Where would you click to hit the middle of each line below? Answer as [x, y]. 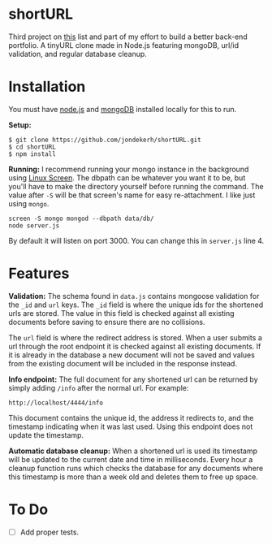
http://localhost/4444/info [56, 403]
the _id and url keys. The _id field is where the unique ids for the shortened [136, 305]
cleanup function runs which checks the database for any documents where [136, 468]
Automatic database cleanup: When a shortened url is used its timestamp [133, 451]
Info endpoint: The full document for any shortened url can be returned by [133, 379]
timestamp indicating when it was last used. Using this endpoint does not [131, 426]
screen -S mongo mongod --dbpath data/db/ [81, 218]
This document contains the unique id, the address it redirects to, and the [131, 417]
